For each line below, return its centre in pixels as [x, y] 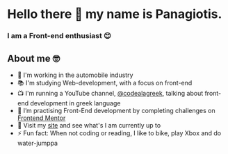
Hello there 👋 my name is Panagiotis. [115, 14]
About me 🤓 [34, 58]
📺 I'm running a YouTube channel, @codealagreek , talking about [110, 93]
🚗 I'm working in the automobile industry [75, 75]
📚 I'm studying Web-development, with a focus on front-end [105, 83]
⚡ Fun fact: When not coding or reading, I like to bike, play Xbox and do [119, 133]
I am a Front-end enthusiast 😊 [59, 36]
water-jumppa [37, 143]
